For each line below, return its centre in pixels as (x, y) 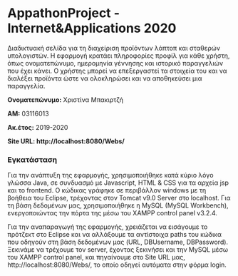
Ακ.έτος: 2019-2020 (38, 127)
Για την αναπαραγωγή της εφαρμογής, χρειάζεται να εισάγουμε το (108, 227)
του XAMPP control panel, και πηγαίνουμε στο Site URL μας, (96, 257)
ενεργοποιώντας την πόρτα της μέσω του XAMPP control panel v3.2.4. (112, 213)
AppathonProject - (63, 13)
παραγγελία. (26, 86)
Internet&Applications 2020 (92, 28)
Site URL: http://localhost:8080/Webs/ (66, 141)
